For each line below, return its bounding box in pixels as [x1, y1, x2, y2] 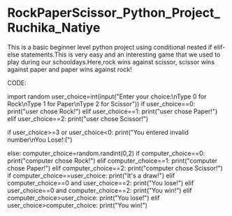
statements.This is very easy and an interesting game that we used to [20, 50, 221, 59]
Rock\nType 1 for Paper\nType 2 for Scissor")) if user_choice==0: [7, 99, 196, 108]
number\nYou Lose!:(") [7, 135, 73, 144]
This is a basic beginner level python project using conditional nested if [7, 43, 212, 51]
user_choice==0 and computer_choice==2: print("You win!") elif [7, 186, 192, 194]
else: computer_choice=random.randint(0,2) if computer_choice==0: [7, 149, 205, 157]
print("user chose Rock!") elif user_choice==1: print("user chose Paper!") [7, 107, 218, 115]
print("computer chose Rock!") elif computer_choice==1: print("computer [7, 156, 218, 165]
